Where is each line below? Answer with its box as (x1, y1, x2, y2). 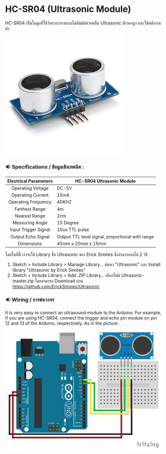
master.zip (12, 278, 34, 284)
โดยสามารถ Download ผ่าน (34, 278, 83, 284)
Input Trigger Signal (9, 227, 51, 232)
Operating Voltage (11, 185, 49, 191)
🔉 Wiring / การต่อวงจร (5, 296, 55, 303)
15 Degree (56, 220, 79, 226)
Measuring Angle (12, 220, 48, 226)
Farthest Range (14, 206, 46, 212)
